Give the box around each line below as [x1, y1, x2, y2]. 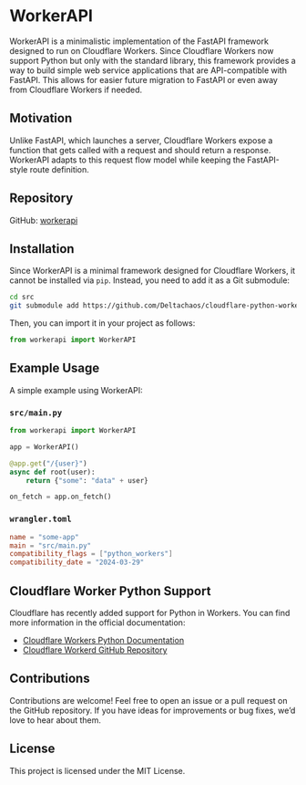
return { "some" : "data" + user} [25, 476, 148, 485]
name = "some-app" [9, 532, 79, 541]
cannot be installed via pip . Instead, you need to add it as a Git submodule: [9, 275, 290, 286]
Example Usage [9, 361, 100, 376]
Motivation [9, 110, 73, 126]
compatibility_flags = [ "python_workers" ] [9, 549, 173, 559]
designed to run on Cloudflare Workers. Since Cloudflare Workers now [9, 45, 274, 56]
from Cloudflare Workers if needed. [9, 84, 143, 95]
